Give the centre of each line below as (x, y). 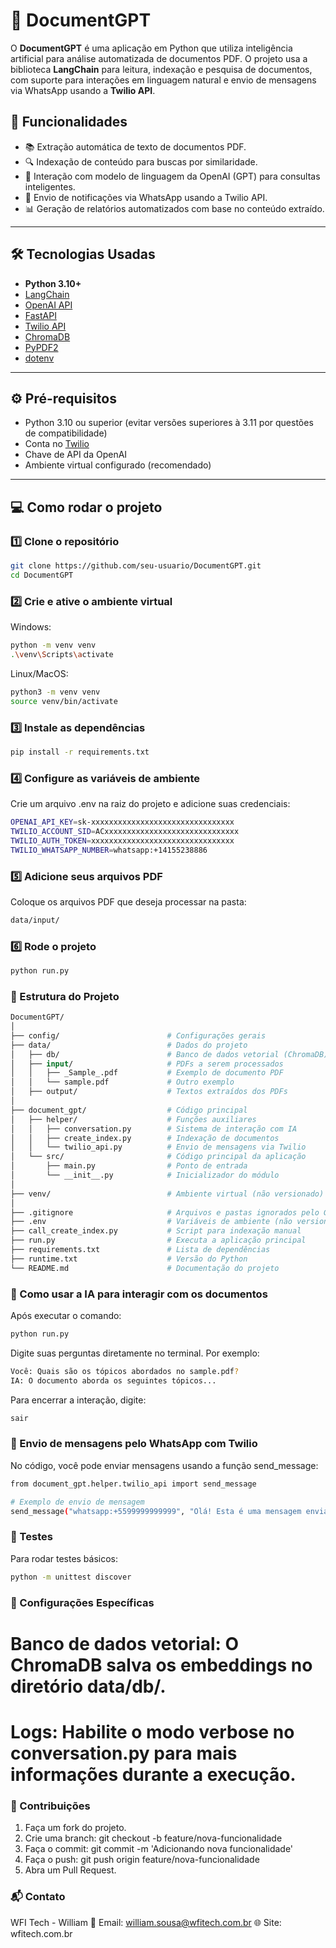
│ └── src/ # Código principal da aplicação (158, 1157)
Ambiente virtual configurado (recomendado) (118, 465)
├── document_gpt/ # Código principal (129, 1110)
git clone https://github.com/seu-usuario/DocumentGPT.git (136, 566)
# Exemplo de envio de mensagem (77, 1502)
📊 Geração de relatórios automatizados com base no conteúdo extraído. (174, 208)
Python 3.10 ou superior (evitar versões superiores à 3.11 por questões (169, 423)
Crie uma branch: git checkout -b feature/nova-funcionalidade (153, 1838)
